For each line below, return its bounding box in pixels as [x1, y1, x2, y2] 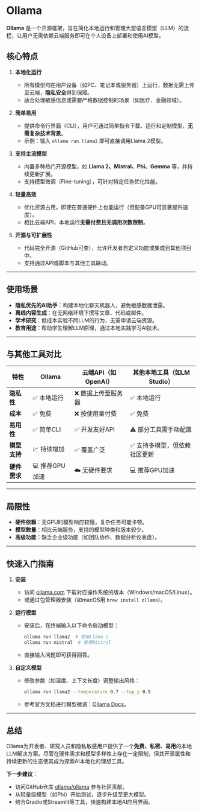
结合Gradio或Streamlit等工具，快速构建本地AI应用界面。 [14, 798, 154, 806]
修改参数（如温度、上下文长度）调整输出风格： [23, 676, 140, 684]
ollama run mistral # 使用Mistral [23, 639, 111, 646]
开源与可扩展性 [14, 231, 52, 238]
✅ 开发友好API [74, 425, 115, 434]
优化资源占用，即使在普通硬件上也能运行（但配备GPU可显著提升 [23, 203, 183, 211]
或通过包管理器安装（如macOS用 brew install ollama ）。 [23, 596, 167, 603]
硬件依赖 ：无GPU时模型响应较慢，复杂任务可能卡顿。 [14, 518, 148, 526]
